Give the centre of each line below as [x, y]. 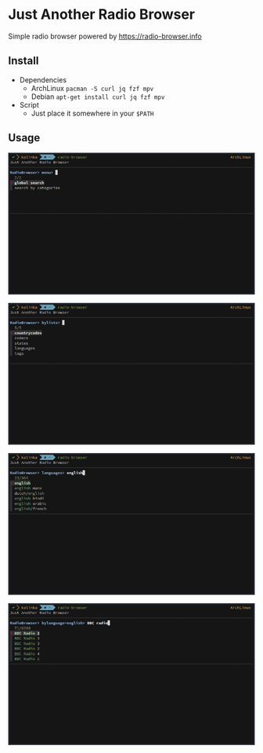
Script [29, 104]
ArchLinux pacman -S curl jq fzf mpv [92, 88]
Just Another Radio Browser [102, 15]
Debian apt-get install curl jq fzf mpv [98, 97]
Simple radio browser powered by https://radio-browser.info [105, 36]
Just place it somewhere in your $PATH [92, 113]
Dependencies [43, 79]
